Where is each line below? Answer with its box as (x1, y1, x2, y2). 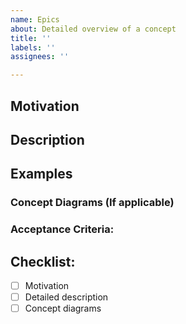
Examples (10, 166, 73, 183)
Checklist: (10, 253, 76, 270)
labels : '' (10, 42, 56, 53)
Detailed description (24, 291, 109, 303)
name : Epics (10, 14, 60, 25)
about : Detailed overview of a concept (10, 24, 177, 34)
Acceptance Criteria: (10, 222, 115, 236)
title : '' (10, 33, 52, 43)
